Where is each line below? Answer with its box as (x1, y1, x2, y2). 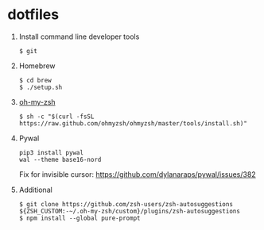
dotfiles (7, 6, 60, 24)
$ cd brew (18, 76, 52, 84)
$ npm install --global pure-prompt (18, 214, 141, 222)
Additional (18, 185, 52, 194)
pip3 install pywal (18, 148, 84, 156)
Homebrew (18, 61, 56, 71)
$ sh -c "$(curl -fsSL (18, 113, 95, 121)
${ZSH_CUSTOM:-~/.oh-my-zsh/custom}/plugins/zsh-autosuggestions (18, 207, 240, 215)
